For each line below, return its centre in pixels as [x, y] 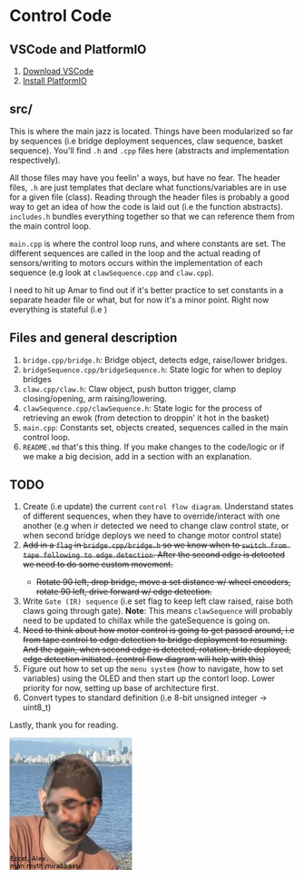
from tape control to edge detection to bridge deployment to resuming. [155, 640]
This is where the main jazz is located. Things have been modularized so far [151, 131]
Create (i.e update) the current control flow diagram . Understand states [158, 507]
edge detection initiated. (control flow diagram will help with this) [144, 659]
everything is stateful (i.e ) [58, 309]
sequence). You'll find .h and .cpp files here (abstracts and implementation [149, 150]
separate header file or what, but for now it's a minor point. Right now [139, 300]
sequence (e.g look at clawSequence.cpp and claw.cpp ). [112, 272]
